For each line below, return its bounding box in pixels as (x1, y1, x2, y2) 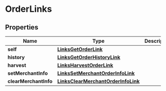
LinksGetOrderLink (57, 46, 103, 53)
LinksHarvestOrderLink (57, 62, 114, 68)
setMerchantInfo (7, 70, 48, 77)
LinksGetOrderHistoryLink (57, 54, 121, 61)
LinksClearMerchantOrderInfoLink (57, 78, 140, 85)
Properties (5, 23, 39, 31)
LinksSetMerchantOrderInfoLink (57, 70, 135, 77)
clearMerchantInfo (7, 78, 53, 85)
